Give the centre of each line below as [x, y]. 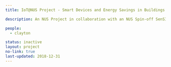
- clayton [20, 33]
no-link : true [20, 52]
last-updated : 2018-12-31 [33, 56]
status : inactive [24, 42]
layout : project [22, 47]
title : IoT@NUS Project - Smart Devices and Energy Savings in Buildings [85, 10]
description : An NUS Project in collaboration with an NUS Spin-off [79, 19]
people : [13, 28]
